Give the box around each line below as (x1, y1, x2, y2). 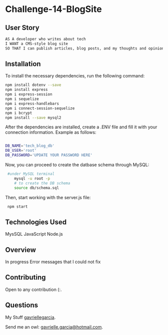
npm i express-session (5, 92, 52, 97)
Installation (5, 60, 41, 68)
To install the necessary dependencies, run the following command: (5, 73, 145, 79)
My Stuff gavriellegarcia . (5, 314, 56, 320)
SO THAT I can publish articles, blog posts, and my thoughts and (5, 46, 146, 51)
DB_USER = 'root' (5, 148, 37, 153)
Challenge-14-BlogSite (5, 3, 102, 15)
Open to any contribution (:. (5, 286, 62, 293)
